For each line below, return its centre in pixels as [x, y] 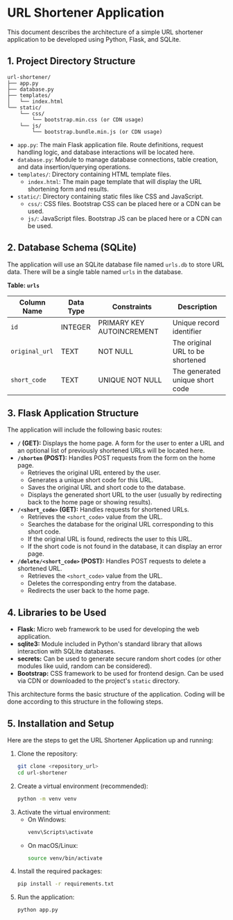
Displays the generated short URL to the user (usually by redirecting [124, 495]
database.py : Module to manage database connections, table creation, [118, 159]
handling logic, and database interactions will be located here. [106, 152]
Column [33, 302]
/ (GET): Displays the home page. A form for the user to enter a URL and [121, 443]
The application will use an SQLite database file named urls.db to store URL [116, 264]
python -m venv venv [47, 799]
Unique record [196, 323]
